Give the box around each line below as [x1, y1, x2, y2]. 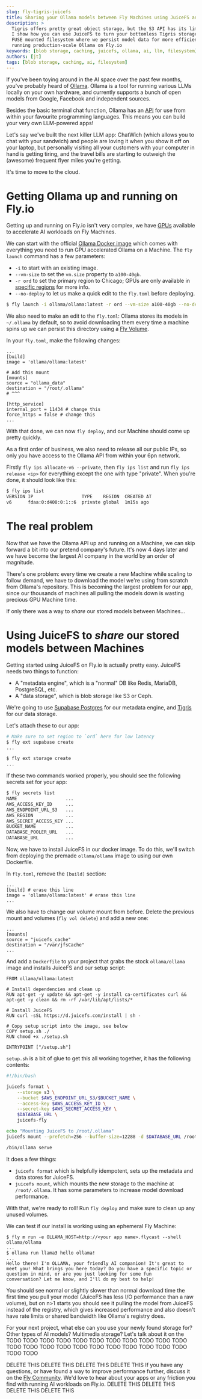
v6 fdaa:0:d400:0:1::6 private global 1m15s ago [6, 499, 149, 505]
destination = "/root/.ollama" [6, 386, 85, 392]
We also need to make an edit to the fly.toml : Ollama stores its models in [6, 312, 188, 320]
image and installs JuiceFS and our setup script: [6, 964, 126, 972]
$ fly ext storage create [6, 756, 71, 762]
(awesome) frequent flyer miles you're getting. [6, 156, 121, 164]
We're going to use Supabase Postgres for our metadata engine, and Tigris [6, 703, 192, 711]
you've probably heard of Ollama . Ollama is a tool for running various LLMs [6, 82, 192, 89]
